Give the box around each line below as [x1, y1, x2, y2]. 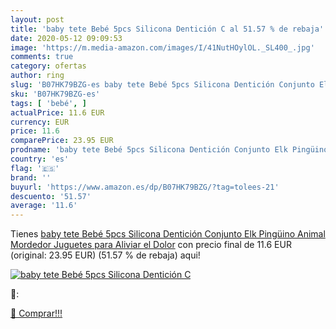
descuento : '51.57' [10, 191, 92, 201]
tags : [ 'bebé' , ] [10, 98, 87, 108]
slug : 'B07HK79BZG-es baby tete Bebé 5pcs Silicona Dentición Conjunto [10, 80, 315, 90]
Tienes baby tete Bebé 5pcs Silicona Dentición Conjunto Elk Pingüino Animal [10, 228, 326, 240]
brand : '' [10, 172, 52, 183]
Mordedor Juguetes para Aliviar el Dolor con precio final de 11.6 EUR [10, 239, 292, 251]
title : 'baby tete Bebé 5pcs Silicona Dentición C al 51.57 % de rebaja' [10, 24, 325, 34]
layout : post [10, 14, 65, 25]
